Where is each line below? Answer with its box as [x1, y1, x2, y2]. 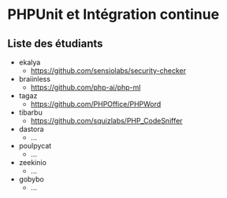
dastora [18, 124, 44, 134]
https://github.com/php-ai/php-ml [30, 82, 141, 92]
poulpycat [18, 141, 52, 150]
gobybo [18, 174, 44, 184]
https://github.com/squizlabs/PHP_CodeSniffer [30, 116, 183, 125]
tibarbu [18, 108, 43, 117]
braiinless [18, 75, 50, 83]
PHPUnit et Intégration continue [7, 5, 220, 24]
